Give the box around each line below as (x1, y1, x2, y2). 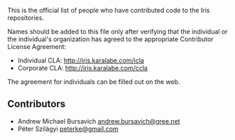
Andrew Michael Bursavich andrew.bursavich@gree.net (17, 117, 180, 125)
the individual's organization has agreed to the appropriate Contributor (7, 35, 214, 43)
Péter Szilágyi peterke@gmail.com (17, 124, 119, 133)
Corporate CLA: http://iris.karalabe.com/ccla (17, 64, 148, 72)
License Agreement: (7, 43, 67, 50)
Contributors (7, 98, 66, 110)
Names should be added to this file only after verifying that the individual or (7, 28, 229, 36)
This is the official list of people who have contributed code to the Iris (7, 6, 210, 14)
